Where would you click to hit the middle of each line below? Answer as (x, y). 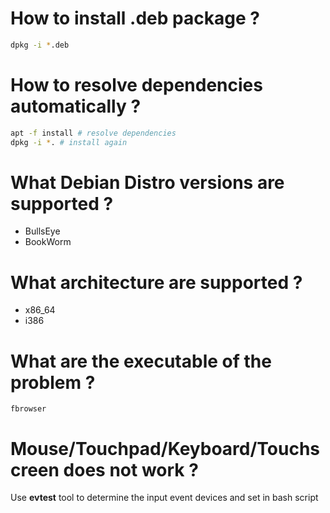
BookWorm (48, 242)
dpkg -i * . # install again (69, 142)
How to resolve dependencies (136, 85)
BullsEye (42, 231)
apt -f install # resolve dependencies (93, 133)
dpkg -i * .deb (40, 45)
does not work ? (131, 469)
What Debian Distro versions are (147, 182)
